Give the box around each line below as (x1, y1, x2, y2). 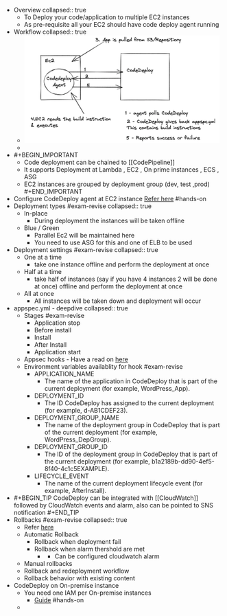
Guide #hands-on (34, 596, 84, 604)
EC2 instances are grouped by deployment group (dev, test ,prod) (23, 180, 211, 188)
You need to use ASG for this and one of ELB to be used (34, 238, 193, 247)
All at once (23, 290, 55, 298)
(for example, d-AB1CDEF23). (44, 407, 128, 415)
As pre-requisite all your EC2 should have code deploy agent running (23, 21, 219, 28)
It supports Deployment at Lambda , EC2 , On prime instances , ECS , (23, 166, 219, 174)
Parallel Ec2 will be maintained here (34, 231, 135, 240)
